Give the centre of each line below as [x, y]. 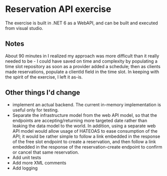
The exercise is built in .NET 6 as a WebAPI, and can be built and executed [82, 23]
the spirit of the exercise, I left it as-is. [44, 77]
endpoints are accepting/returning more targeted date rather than [80, 120]
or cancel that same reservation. [46, 152]
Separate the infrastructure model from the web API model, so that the [85, 115]
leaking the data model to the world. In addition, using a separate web [84, 126]
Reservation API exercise [58, 9]
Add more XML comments [39, 163]
